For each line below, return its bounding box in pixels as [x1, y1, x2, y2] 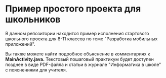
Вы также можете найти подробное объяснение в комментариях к [5, 51, 150, 57]
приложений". [5, 41, 35, 47]
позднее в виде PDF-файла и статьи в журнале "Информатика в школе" [5, 61, 161, 67]
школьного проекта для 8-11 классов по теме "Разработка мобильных [5, 36, 158, 42]
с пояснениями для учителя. [5, 66, 67, 73]
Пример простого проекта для [5, 3, 141, 15]
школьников [5, 14, 61, 25]
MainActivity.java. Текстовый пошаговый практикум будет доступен [5, 56, 154, 62]
